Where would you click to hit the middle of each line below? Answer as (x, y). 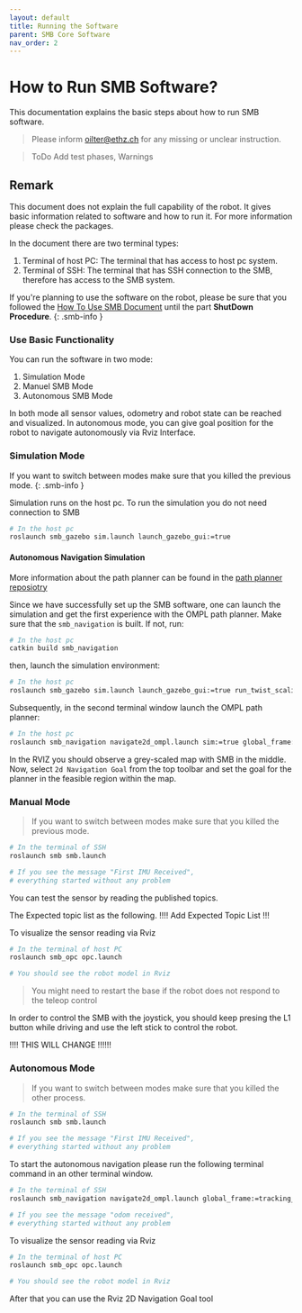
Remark (31, 185)
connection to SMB (45, 512)
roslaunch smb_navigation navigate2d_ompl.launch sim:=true (124, 742)
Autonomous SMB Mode (68, 396)
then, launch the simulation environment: (84, 666)
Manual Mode (40, 801)
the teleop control (64, 1001)
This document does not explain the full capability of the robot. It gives (140, 207)
